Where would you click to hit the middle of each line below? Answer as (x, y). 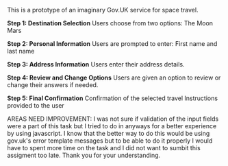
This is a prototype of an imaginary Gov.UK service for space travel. (103, 10)
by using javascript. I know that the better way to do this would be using (109, 133)
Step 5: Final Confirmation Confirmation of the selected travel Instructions (112, 98)
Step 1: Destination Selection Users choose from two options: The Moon (110, 23)
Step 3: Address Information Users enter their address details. (96, 64)
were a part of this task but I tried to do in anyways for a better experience (112, 126)
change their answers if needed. (53, 85)
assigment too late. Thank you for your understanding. (84, 155)
